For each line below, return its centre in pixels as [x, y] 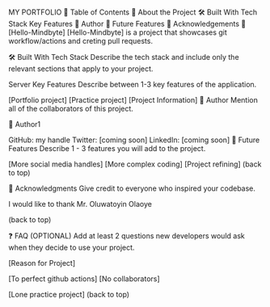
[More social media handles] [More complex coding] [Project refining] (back [135, 164]
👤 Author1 [25, 124]
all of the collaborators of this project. [71, 109]
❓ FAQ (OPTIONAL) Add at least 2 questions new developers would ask [127, 236]
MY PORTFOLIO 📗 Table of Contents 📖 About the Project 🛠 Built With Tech [133, 12]
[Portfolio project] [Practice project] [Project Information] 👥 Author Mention [133, 100]
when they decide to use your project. [72, 247]
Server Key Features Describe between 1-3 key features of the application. [133, 84]
